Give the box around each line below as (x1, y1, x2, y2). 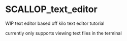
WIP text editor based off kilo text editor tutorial (5, 20, 105, 26)
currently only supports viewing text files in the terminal (5, 30, 122, 36)
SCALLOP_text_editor (5, 4, 98, 15)
